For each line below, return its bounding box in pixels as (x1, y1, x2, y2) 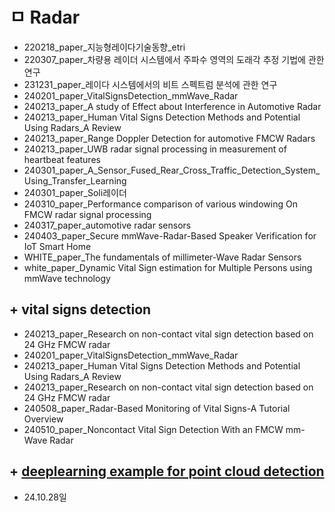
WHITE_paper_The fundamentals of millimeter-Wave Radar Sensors (23, 251, 302, 263)
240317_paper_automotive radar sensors (23, 219, 192, 231)
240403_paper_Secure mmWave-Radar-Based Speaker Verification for (23, 229, 317, 242)
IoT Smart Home (23, 240, 92, 252)
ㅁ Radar (9, 6, 81, 29)
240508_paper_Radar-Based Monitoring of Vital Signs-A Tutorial (23, 402, 291, 414)
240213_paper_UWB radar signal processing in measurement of (23, 143, 287, 155)
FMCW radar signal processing (23, 208, 152, 220)
